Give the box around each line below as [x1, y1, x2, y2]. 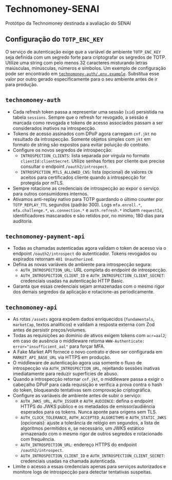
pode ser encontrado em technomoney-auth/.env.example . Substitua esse [5, 70, 160, 77]
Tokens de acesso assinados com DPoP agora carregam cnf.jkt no [12, 131, 157, 137]
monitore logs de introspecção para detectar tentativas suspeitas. [12, 469, 152, 475]
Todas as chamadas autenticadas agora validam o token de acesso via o [12, 245, 167, 251]
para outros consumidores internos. [12, 191, 89, 197]
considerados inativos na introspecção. [12, 125, 97, 131]
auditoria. [12, 218, 33, 224]
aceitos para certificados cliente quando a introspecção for [20, 174, 146, 180]
